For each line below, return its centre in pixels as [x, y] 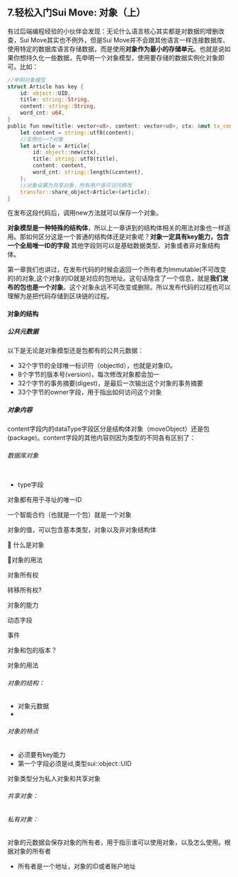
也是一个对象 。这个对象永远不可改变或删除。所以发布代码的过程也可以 [128, 287]
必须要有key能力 [41, 754]
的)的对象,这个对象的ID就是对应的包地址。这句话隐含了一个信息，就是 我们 [115, 278]
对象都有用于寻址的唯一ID [45, 500]
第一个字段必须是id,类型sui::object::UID [75, 763]
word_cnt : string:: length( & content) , [88, 172]
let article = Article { [55, 146]
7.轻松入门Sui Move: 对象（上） [76, 13]
